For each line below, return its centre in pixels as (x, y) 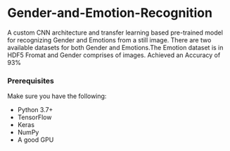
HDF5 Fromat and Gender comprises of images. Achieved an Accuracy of (114, 55)
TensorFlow (34, 117)
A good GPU (36, 140)
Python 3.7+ (35, 110)
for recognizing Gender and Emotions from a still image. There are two (109, 40)
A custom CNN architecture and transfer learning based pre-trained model (115, 32)
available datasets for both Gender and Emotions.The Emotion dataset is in (115, 47)
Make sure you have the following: (57, 96)
